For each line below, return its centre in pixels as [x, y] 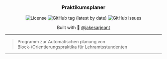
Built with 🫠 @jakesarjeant [83, 28]
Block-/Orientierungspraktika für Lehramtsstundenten [72, 47]
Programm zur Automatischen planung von [61, 42]
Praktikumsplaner [83, 7]
